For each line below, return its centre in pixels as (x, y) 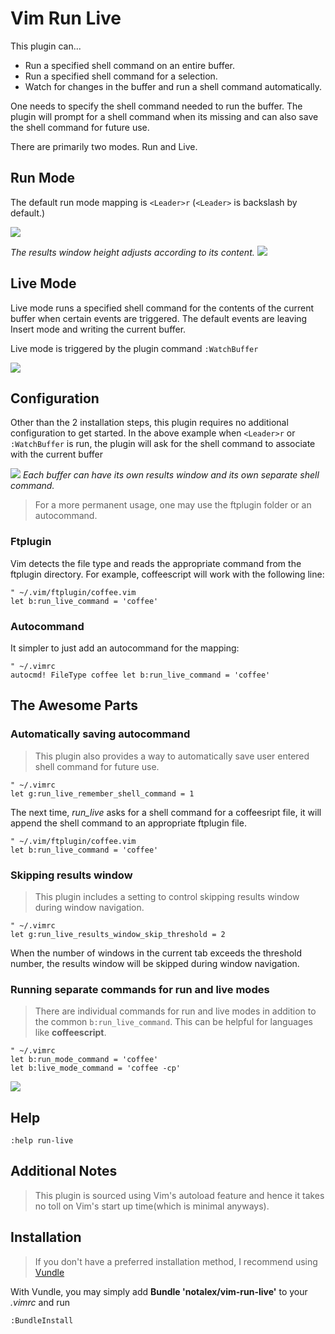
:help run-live (42, 1141)
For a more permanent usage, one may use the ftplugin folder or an (173, 505)
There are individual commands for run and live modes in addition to (175, 1011)
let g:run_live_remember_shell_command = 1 (102, 793)
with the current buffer (57, 454)
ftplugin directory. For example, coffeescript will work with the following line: (167, 574)
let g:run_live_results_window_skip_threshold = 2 (118, 934)
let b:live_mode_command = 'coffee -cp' (96, 1068)
